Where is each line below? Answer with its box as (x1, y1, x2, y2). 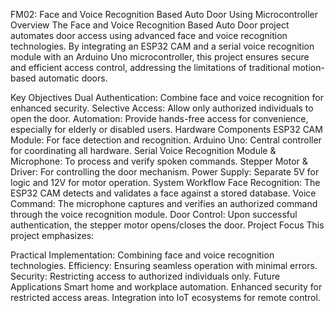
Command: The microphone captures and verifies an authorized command (10, 198, 318, 209)
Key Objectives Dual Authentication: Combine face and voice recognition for (10, 92, 324, 103)
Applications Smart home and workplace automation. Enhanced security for (10, 281, 323, 293)
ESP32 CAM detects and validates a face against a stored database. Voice (10, 187, 317, 199)
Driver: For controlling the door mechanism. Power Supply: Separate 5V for (10, 166, 320, 178)
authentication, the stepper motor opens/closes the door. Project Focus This (10, 219, 325, 231)
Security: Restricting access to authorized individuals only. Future (10, 270, 281, 282)
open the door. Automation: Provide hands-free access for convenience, (10, 113, 309, 124)
